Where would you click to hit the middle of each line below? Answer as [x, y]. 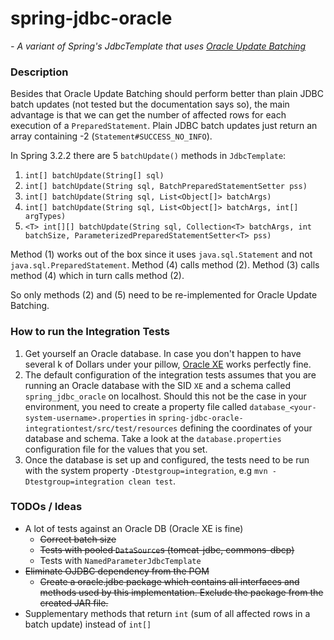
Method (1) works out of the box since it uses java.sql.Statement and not [161, 254]
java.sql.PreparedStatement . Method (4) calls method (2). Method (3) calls [165, 265]
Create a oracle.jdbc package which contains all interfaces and [169, 581]
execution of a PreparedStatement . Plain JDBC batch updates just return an [164, 126]
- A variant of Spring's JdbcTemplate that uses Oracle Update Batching [158, 46]
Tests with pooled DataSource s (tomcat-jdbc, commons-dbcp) [167, 549]
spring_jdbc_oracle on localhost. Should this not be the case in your [165, 396]
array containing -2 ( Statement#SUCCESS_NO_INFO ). [111, 136]
